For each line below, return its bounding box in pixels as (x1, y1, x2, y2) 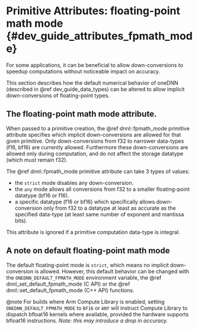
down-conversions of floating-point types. (6, 92, 110, 99)
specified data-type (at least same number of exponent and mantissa (14, 210, 184, 217)
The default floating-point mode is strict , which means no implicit (6, 261, 169, 268)
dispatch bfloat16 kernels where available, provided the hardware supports (6, 310, 189, 318)
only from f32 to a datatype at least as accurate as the (43, 204, 176, 212)
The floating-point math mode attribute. (6, 109, 157, 119)
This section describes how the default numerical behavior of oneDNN (6, 79, 179, 86)
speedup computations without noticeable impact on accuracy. (6, 68, 161, 75)
